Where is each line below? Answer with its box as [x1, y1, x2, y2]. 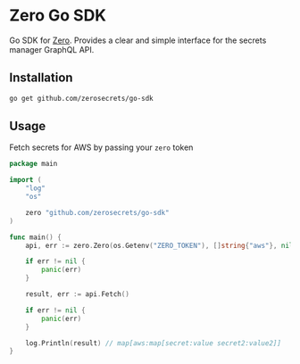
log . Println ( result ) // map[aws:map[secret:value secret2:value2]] [25, 338, 281, 348]
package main [9, 160, 58, 169]
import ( [9, 176, 42, 185]
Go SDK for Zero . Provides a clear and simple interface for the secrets [9, 35, 267, 45]
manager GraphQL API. [9, 44, 95, 54]
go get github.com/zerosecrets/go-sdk [9, 94, 154, 103]
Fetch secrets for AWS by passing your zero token [9, 142, 194, 153]
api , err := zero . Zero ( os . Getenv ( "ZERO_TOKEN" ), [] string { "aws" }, [25, 241, 278, 250]
